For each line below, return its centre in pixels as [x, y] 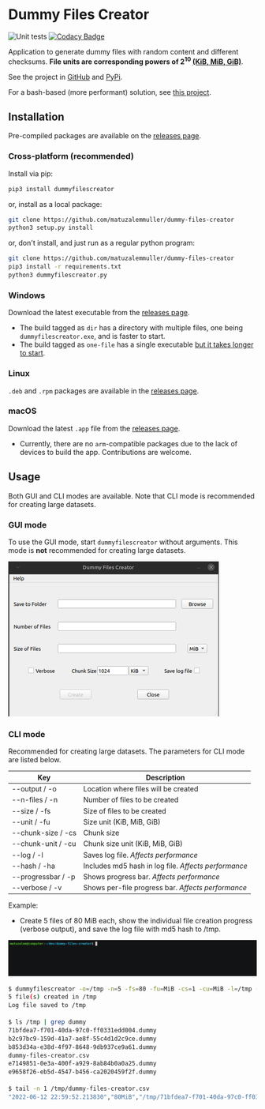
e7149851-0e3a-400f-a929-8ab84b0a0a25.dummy [82, 1064]
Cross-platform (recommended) [71, 156]
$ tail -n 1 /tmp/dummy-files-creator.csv [79, 1089]
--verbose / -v [37, 888]
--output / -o [34, 789]
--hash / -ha [33, 866]
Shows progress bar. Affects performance [151, 877]
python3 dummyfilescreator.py [58, 275]
